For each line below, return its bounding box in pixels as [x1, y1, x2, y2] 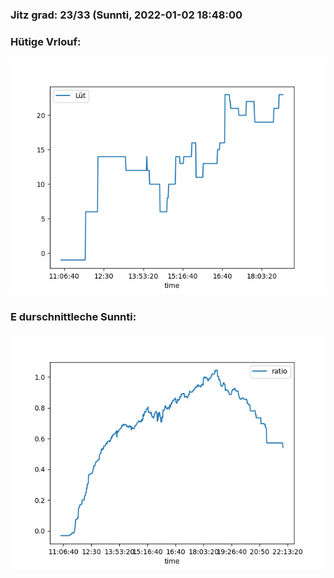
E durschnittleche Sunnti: [10, 310, 137, 324]
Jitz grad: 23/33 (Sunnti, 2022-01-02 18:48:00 [10, 8, 243, 22]
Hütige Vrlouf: [10, 34, 82, 48]
